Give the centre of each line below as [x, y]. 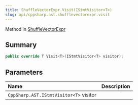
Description [116, 86]
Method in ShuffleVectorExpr [36, 29]
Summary [21, 45]
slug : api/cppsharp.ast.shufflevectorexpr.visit [58, 15]
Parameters [24, 72]
